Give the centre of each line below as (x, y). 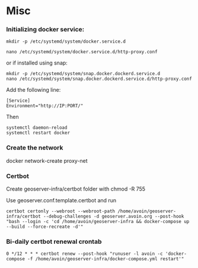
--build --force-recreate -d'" (45, 227)
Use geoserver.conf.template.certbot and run (61, 201)
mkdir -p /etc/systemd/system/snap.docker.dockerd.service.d (83, 74)
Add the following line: (33, 90)
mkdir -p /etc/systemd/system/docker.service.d (66, 42)
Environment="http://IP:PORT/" (45, 106)
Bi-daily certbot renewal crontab (54, 242)
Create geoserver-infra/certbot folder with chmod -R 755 (76, 189)
